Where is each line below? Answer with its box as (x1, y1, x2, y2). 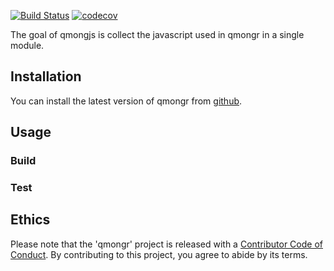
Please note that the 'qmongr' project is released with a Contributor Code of (10, 238, 323, 250)
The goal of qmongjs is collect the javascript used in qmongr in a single (10, 29, 305, 40)
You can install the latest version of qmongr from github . (10, 95, 243, 107)
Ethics (10, 211, 51, 229)
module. (10, 40, 45, 51)
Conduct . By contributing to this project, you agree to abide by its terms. (10, 248, 308, 260)
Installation (10, 68, 82, 85)
